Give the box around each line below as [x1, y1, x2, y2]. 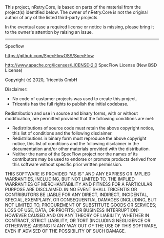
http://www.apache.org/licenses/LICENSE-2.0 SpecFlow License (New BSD [5, 62, 157, 68]
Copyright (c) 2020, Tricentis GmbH [5, 77, 77, 83]
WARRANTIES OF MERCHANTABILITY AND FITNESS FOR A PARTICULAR [5, 181, 152, 187]
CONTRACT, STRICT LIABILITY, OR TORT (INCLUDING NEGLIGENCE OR [5, 217, 151, 223]
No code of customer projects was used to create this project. [12, 96, 137, 102]
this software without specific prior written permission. [12, 161, 123, 167]
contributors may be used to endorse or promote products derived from [12, 156, 157, 162]
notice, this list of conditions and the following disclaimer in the [12, 141, 139, 146]
